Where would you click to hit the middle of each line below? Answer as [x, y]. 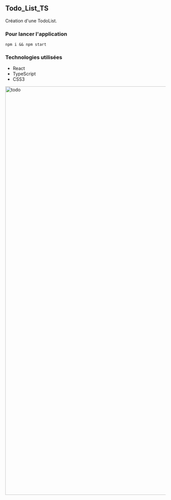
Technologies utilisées [34, 57]
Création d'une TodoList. [31, 20]
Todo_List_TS [27, 8]
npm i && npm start [26, 45]
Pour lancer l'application [36, 34]
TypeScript [24, 74]
